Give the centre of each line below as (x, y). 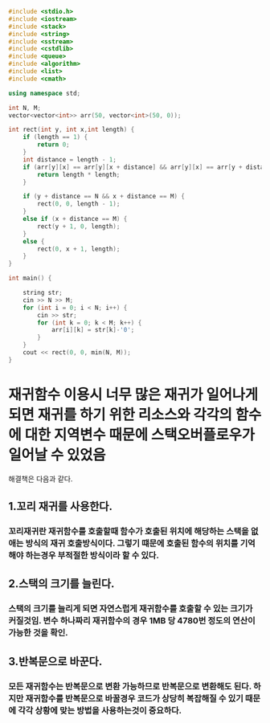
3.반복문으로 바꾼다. (55, 662)
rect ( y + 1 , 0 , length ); (79, 226)
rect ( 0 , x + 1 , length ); (79, 249)
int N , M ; (25, 108)
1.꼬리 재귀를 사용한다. (60, 507)
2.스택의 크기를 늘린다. (61, 584)
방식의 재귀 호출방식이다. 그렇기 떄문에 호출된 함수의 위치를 (132, 543)
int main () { (30, 278)
